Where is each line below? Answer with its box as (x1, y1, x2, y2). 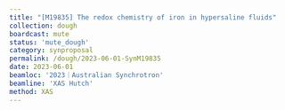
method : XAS (9, 87, 53, 96)
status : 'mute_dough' (9, 37, 90, 47)
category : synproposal (9, 46, 94, 55)
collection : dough (9, 21, 77, 30)
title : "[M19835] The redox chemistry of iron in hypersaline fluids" (9, 12, 277, 22)
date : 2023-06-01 (9, 63, 74, 72)
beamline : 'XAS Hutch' (9, 79, 94, 88)
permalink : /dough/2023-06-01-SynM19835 (9, 54, 162, 63)
